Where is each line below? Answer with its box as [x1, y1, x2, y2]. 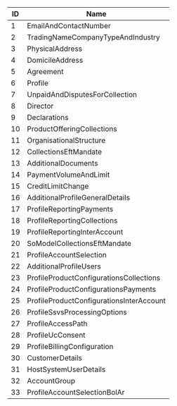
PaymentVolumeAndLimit [27, 170, 110, 179]
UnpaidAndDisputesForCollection [27, 90, 138, 99]
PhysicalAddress [27, 44, 83, 54]
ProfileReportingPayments [27, 204, 114, 214]
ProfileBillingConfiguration [27, 342, 114, 351]
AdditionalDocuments [27, 159, 98, 168]
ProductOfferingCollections [27, 124, 117, 133]
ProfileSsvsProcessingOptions [27, 307, 128, 316]
